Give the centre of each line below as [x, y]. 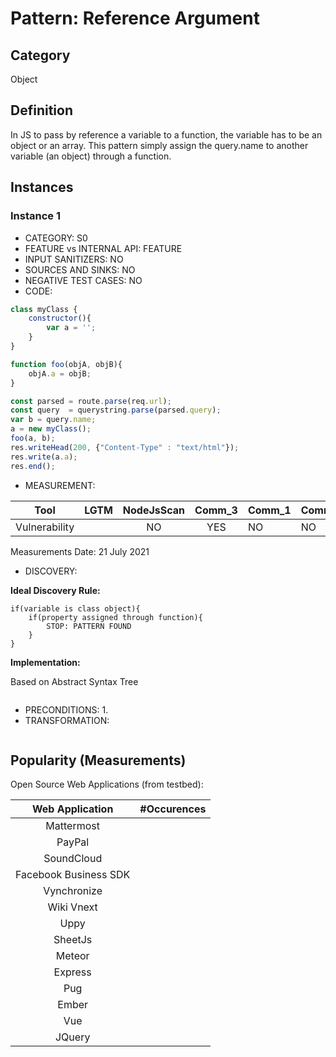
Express [72, 972]
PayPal [73, 842]
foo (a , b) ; [33, 438]
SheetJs [73, 940]
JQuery [72, 1037]
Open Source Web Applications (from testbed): [107, 784]
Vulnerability [45, 527]
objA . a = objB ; [60, 373]
